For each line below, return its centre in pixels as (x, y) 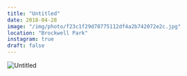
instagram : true (30, 39)
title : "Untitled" (34, 13)
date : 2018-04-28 (32, 20)
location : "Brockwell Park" (48, 33)
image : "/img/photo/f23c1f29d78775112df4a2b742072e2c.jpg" (94, 26)
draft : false (26, 46)
